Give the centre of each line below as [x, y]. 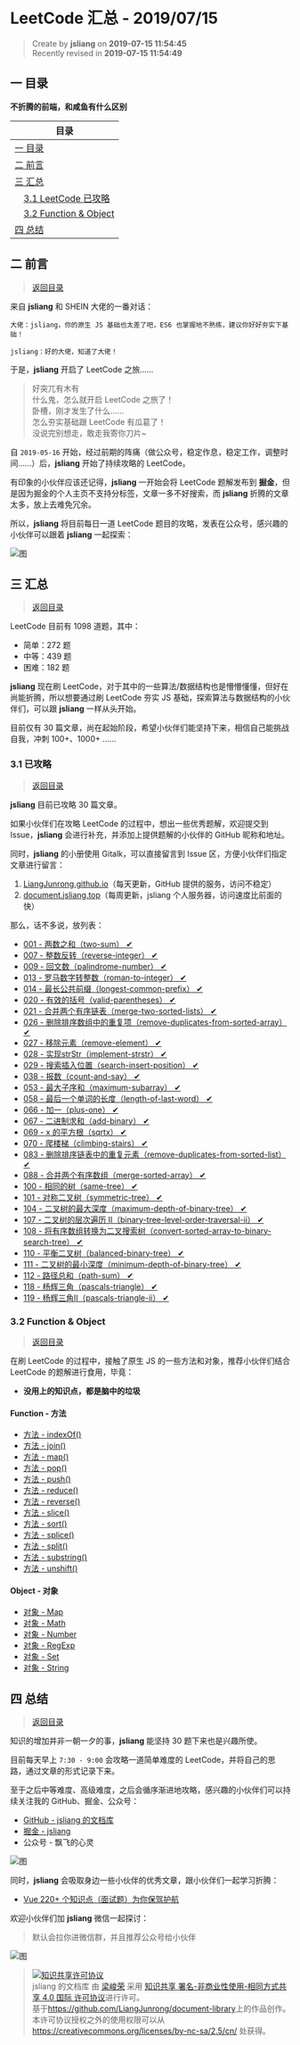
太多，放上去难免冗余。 [53, 504]
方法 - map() [46, 1457]
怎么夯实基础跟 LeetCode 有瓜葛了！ [99, 421]
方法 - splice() [49, 1535]
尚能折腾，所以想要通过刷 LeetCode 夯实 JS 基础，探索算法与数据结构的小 [146, 698]
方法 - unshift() [50, 1568]
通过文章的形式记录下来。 [72, 1771]
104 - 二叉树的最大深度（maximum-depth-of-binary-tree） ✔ [135, 1208]
